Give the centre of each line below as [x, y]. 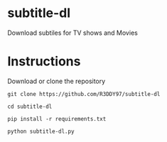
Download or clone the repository [56, 81]
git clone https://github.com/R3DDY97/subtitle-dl [84, 94]
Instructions [44, 61]
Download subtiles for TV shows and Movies [73, 33]
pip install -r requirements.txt [57, 119]
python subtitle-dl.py [41, 131]
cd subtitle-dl [30, 106]
